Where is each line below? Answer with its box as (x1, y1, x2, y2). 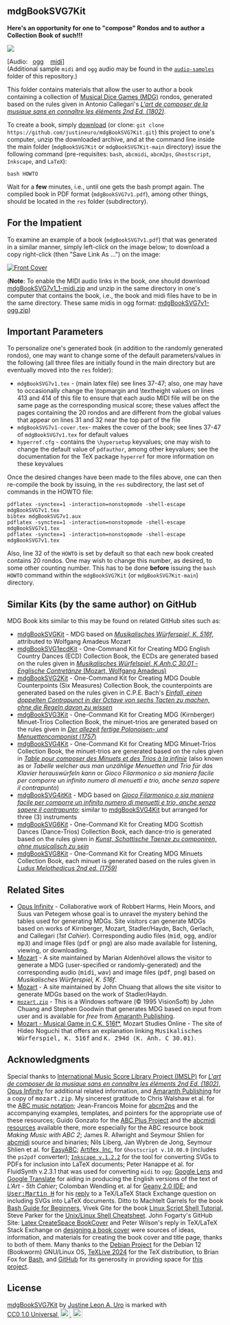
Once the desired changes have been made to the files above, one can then (7, 473, 222, 481)
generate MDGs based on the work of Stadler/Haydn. (16, 990, 168, 999)
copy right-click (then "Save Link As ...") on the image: (7, 250, 161, 258)
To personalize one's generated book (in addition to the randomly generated (7, 344, 223, 352)
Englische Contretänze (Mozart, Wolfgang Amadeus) (16, 667, 167, 675)
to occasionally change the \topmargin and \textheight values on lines (16, 387, 214, 395)
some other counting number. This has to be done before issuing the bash (7, 564, 216, 572)
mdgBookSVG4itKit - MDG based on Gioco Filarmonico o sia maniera (16, 791, 214, 799)
